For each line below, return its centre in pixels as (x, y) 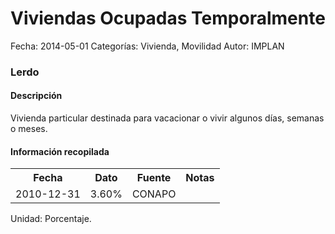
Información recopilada (60, 151)
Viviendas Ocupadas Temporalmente (168, 18)
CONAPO (154, 194)
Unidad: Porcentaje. (51, 219)
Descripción (36, 96)
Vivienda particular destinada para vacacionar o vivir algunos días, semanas (167, 118)
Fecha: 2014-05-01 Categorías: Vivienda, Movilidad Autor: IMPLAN (147, 46)
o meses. (29, 129)
